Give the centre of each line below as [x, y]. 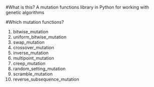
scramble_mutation [33, 74]
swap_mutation [29, 42]
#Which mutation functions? [35, 22]
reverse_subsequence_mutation [46, 79]
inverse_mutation [31, 53]
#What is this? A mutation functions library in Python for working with [78, 7]
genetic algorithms [25, 12]
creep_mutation [29, 63]
